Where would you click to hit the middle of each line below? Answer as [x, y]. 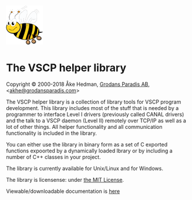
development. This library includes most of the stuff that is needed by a [92, 108]
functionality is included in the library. [51, 133]
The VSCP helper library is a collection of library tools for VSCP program [94, 102]
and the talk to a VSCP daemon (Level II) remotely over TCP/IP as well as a [96, 121]
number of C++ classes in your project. [53, 157]
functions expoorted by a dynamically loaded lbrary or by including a [90, 151]
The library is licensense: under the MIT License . [65, 180]
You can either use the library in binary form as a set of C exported [87, 145]
